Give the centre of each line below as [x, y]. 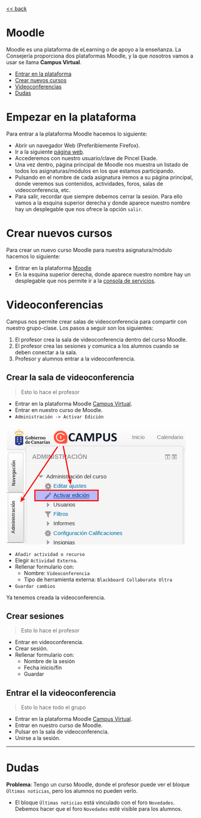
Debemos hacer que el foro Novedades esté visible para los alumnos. [98, 809]
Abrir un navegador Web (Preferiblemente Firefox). [77, 145]
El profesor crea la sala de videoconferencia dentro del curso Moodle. [101, 339]
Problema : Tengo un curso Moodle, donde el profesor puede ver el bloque [98, 784]
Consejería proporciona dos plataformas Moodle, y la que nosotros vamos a [100, 56]
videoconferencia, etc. [42, 190]
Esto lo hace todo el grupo [53, 708]
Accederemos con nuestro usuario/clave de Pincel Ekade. [86, 158]
